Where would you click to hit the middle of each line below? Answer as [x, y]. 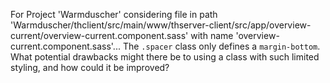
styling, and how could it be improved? [90, 67]
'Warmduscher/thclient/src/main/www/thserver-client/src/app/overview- [161, 25]
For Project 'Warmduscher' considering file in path [114, 14]
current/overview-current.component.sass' [99, 35]
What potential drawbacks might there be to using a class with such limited [165, 57]
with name [212, 35]
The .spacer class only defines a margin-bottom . [221, 46]
